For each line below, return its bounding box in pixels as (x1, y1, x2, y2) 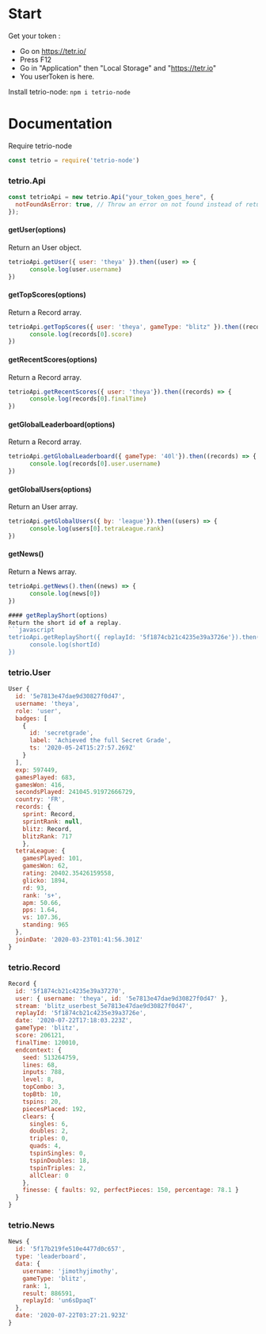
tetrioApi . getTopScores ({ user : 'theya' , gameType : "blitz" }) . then (8, 323, 239, 331)
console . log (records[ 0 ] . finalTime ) (28, 395, 147, 403)
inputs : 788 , (22, 1068, 66, 1076)
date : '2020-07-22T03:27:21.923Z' (15, 1312, 129, 1320)
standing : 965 (22, 921, 69, 929)
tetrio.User (8, 667, 51, 678)
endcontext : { (15, 1046, 62, 1054)
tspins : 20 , (22, 1098, 62, 1106)
